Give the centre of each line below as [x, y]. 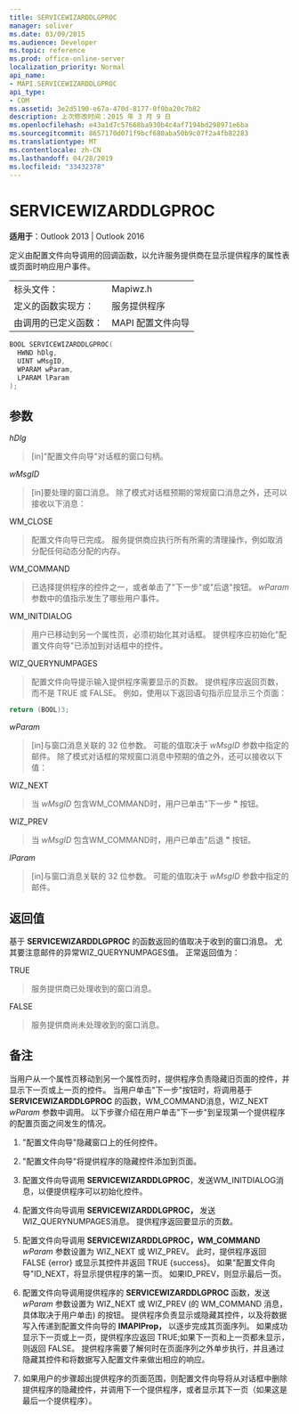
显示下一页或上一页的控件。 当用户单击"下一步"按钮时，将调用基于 [131, 1090]
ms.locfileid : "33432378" [57, 167]
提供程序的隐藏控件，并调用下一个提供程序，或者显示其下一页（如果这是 [154, 1389]
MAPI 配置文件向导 [151, 323]
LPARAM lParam [43, 378]
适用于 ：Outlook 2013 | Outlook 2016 [77, 236]
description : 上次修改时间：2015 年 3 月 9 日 [90, 117]
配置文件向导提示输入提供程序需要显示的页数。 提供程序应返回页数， [157, 682]
